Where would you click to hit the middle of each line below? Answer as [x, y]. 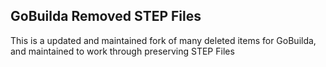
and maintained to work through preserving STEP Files [122, 51]
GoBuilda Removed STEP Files [106, 16]
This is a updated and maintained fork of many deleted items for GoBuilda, [163, 40]
